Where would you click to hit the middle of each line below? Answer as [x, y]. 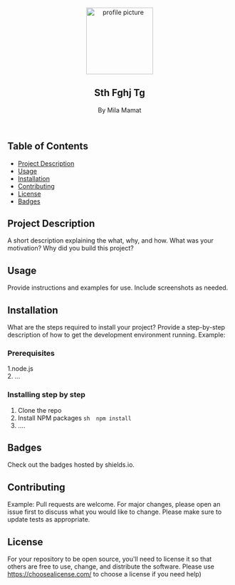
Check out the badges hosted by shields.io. [71, 465]
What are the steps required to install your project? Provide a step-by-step [116, 327]
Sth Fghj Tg [120, 93]
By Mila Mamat [120, 110]
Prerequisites [31, 353]
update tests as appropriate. [49, 520]
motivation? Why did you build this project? [70, 248]
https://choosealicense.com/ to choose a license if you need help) [104, 574]
